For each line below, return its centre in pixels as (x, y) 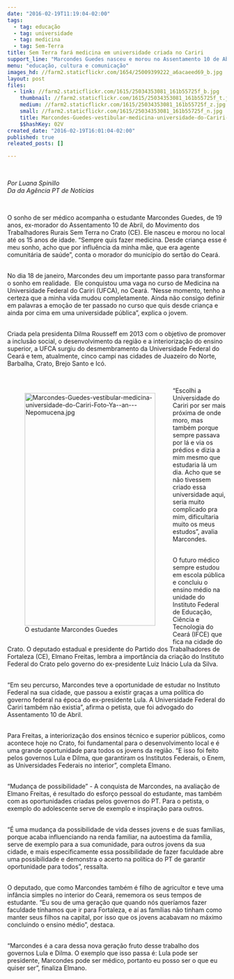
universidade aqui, (199, 495)
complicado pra (195, 509)
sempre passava (197, 435)
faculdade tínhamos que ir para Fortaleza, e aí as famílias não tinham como (115, 910)
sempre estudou (196, 567)
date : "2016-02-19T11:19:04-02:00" (59, 14)
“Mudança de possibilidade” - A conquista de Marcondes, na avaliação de (114, 786)
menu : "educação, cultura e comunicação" (68, 66)
